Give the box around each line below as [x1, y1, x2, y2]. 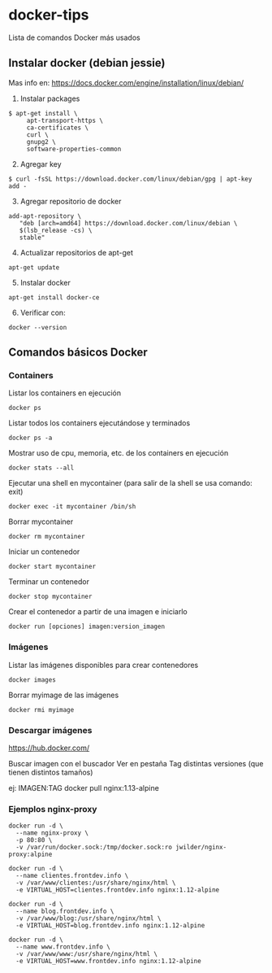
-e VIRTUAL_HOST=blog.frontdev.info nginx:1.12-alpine [15, 922, 205, 930]
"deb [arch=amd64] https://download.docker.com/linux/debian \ [19, 219, 238, 227]
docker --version [8, 323, 67, 331]
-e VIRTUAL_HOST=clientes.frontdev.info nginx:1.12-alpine [15, 886, 220, 894]
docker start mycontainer [8, 563, 96, 571]
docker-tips [8, 6, 89, 24]
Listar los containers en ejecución [8, 388, 122, 398]
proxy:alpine [8, 850, 53, 859]
